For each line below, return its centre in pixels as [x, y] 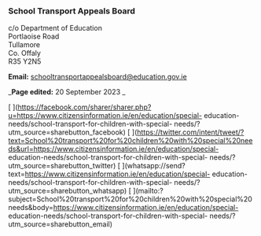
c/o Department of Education [55, 28]
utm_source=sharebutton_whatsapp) [68, 191]
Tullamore [24, 45]
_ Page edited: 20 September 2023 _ [67, 92]
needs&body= [31, 208]
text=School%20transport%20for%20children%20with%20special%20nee [130, 141]
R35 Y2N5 [25, 61]
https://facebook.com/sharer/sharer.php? [85, 107]
